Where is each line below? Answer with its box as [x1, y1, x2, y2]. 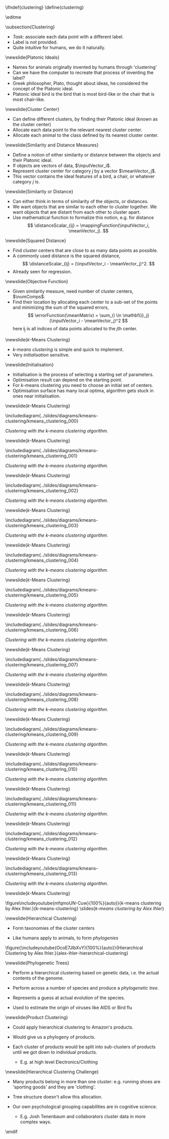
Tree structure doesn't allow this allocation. [12, 1093, 102, 1099]
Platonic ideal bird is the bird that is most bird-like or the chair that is [12, 91, 155, 97]
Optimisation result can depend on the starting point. [12, 377, 123, 383]
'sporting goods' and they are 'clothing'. [12, 1084, 96, 1090]
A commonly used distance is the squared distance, [12, 253, 121, 259]
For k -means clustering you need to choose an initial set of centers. [12, 382, 153, 388]
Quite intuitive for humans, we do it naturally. [12, 45, 106, 50]
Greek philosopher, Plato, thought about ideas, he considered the [12, 81, 148, 86]
